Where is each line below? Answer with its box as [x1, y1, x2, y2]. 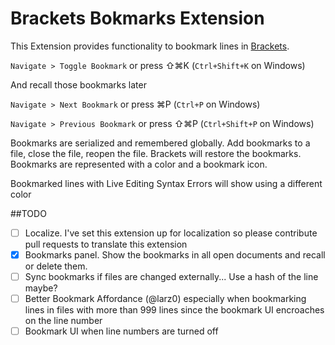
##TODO [10, 207, 47, 219]
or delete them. [24, 260, 88, 272]
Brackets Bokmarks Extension [10, 7, 265, 30]
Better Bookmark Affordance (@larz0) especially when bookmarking [24, 293, 307, 305]
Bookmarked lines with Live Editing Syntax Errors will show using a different [10, 177, 323, 189]
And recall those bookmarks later [10, 78, 147, 91]
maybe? [24, 282, 58, 294]
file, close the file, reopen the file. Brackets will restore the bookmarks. [10, 147, 302, 159]
